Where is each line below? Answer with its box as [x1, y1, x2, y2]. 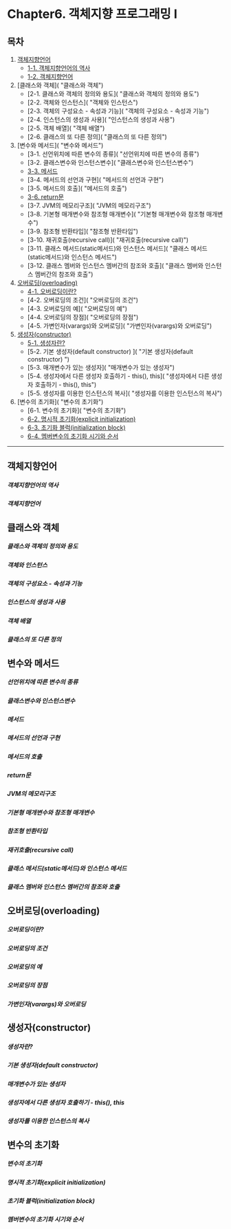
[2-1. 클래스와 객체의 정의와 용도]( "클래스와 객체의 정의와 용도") [27, 90, 199, 98]
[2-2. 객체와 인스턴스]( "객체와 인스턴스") [27, 98, 139, 107]
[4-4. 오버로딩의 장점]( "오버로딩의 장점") [27, 313, 139, 321]
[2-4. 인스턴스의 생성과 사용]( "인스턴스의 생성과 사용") [27, 115, 175, 124]
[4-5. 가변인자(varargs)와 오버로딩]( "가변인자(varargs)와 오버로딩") [27, 322, 212, 330]
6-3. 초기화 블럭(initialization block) [27, 423, 126, 432]
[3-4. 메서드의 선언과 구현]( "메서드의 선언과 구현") [27, 176, 164, 184]
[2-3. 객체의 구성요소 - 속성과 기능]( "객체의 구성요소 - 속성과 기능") [27, 107, 210, 115]
